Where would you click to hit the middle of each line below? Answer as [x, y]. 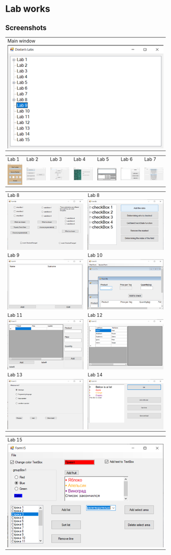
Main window [21, 41]
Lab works [28, 9]
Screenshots [26, 28]
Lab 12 [95, 315]
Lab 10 [95, 255]
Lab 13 [15, 375]
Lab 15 [15, 440]
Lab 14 [95, 375]
